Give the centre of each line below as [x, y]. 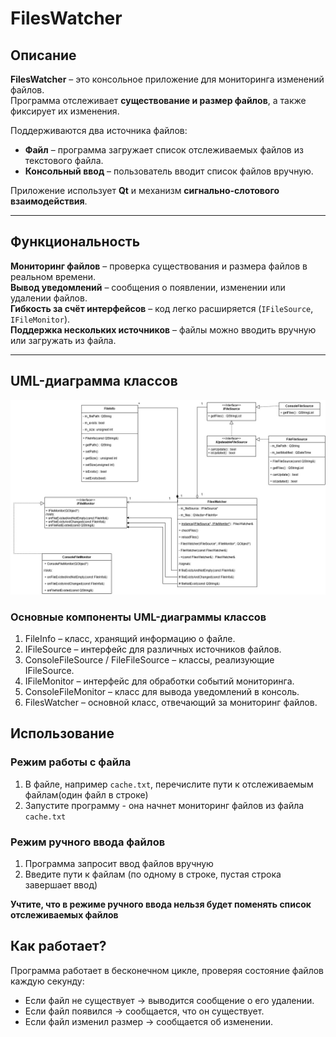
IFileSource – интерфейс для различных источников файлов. [153, 649]
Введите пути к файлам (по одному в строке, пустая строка [153, 874]
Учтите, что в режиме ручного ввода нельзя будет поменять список [161, 904]
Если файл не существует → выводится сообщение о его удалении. [169, 1000]
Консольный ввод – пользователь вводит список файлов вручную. [169, 171]
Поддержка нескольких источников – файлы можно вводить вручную [163, 329]
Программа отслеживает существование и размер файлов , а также [158, 100]
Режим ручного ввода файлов [88, 842]
